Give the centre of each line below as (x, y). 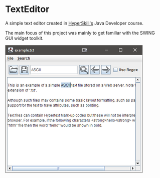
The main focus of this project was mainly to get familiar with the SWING (80, 33)
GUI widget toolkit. (24, 38)
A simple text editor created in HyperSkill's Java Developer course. (74, 23)
